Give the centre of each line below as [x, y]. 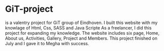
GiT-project [29, 9]
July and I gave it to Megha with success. [47, 43]
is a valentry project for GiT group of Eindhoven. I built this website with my [81, 23]
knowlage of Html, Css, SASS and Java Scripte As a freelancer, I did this [78, 27]
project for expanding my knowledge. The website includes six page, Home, [82, 33]
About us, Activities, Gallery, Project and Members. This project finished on [81, 38]
